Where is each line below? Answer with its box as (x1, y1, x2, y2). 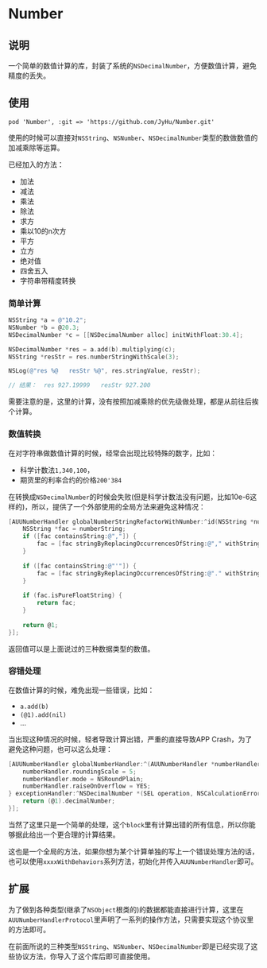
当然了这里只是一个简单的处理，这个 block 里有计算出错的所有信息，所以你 (8, 819, 249, 829)
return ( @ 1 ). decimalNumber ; (22, 797, 115, 805)
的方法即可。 (8, 924, 50, 934)
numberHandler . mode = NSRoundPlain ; (22, 775, 145, 783)
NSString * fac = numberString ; (22, 525, 126, 533)
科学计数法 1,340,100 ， (19, 465, 95, 474)
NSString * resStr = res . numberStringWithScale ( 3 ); (8, 353, 180, 361)
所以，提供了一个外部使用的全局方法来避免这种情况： (31, 501, 207, 511)
